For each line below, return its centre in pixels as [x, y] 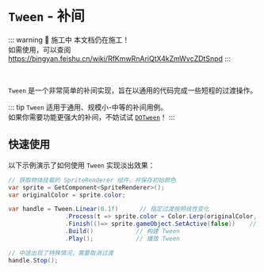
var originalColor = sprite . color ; [67, 195]
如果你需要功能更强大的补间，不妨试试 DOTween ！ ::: [92, 117]
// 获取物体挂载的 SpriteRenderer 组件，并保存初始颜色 [92, 180]
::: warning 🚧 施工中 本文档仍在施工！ [69, 40]
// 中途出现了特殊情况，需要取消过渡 [61, 253]
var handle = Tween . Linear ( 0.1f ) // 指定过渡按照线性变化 [109, 209]
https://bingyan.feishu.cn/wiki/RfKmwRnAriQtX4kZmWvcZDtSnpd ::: [120, 58]
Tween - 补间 [47, 16]
